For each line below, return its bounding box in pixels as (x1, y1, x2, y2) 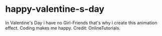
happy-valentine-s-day (5, 3, 104, 15)
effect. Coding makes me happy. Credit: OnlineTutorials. (5, 25, 120, 31)
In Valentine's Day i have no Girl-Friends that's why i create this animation (5, 20, 157, 26)
